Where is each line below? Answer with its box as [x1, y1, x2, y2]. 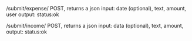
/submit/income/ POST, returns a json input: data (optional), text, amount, [6, 23, 184, 29]
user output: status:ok [6, 11, 59, 18]
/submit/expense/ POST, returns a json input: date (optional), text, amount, [6, 5, 187, 12]
